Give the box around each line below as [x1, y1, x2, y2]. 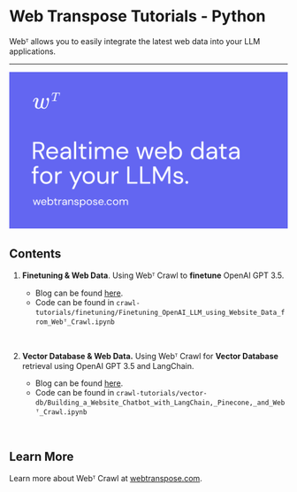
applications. [9, 46, 56, 57]
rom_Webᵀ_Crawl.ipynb [34, 318, 115, 327]
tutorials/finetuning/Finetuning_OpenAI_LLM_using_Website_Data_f [34, 308, 286, 318]
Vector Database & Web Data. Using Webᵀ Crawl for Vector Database [21, 351, 278, 362]
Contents [9, 246, 62, 261]
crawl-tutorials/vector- [116, 389, 208, 398]
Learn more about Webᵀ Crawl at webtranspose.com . [9, 473, 203, 484]
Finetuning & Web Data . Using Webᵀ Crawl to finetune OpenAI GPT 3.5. [21, 270, 285, 281]
